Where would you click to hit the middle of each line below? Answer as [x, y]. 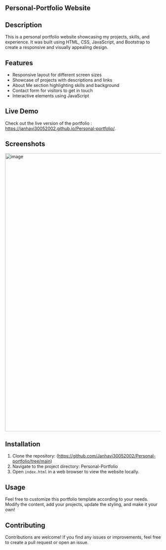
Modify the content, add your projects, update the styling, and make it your [82, 505]
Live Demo [22, 111]
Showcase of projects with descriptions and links [62, 80]
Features [19, 63]
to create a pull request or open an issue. [47, 543]
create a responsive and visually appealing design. [57, 47]
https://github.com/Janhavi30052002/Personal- [107, 456]
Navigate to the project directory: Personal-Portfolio [65, 466]
